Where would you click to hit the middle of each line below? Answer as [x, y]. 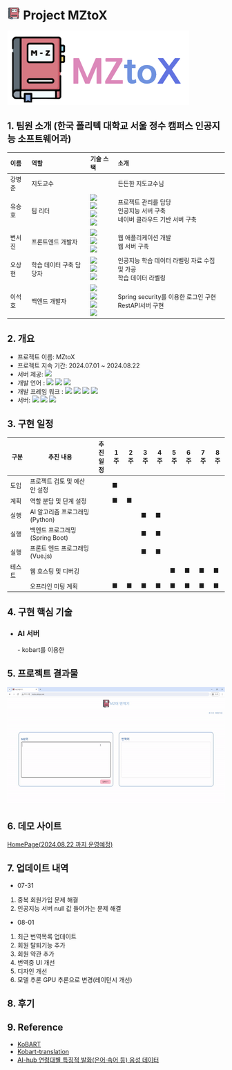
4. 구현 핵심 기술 [40, 612]
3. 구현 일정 [30, 424]
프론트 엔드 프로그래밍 [60, 548]
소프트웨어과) [45, 139]
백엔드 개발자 [49, 301]
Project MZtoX [66, 16]
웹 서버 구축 [134, 246]
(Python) [42, 519]
